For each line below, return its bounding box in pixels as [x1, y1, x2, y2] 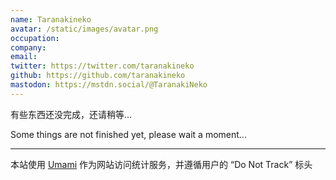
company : [10, 42, 47, 53]
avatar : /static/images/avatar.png [10, 24, 159, 34]
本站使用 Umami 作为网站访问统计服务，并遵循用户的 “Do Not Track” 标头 [10, 158, 313, 170]
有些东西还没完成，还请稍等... [10, 108, 133, 120]
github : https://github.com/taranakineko [10, 71, 186, 81]
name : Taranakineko [10, 14, 92, 25]
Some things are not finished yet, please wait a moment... [10, 128, 247, 140]
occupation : [10, 33, 60, 43]
